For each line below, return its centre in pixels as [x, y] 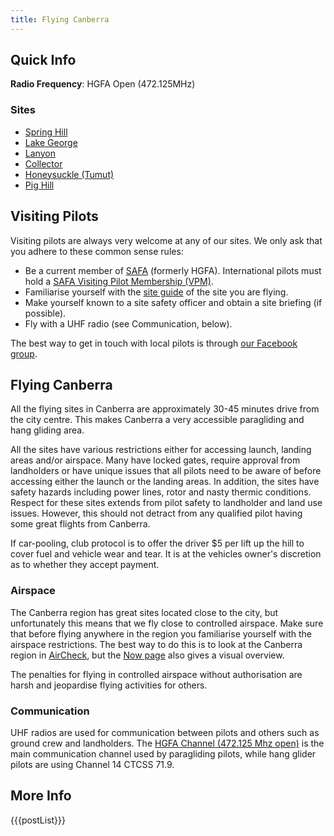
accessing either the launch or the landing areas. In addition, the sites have [165, 482]
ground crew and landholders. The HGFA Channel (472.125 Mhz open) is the [167, 743]
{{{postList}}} [38, 820]
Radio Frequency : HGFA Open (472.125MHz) [103, 84]
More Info [41, 796]
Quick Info [43, 60]
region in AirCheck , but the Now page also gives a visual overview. [147, 655]
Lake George [51, 142]
